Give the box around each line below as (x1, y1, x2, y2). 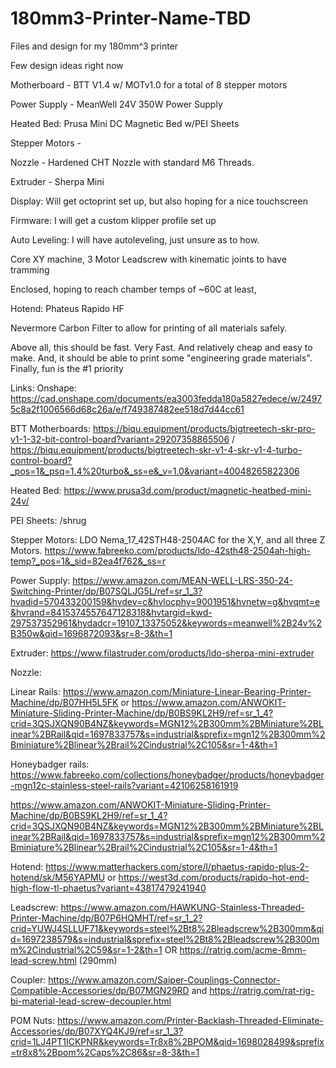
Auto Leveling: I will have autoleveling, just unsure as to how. (10, 233, 260, 246)
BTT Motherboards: (10, 422, 91, 434)
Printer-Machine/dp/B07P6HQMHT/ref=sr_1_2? (10, 912, 203, 924)
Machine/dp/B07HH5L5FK (10, 696, 119, 708)
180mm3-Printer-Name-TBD (10, 7, 252, 30)
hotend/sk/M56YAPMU (10, 871, 106, 883)
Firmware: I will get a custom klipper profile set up (10, 214, 217, 226)
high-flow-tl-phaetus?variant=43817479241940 (10, 882, 207, 894)
